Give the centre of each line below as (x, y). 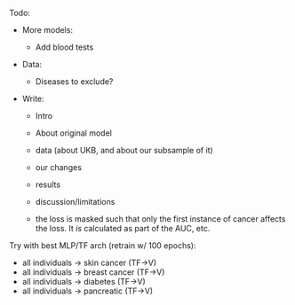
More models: (48, 30)
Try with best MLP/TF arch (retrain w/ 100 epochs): (103, 246)
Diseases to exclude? (74, 82)
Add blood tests (64, 47)
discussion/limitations (75, 202)
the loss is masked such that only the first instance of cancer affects (160, 219)
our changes (59, 167)
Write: (33, 98)
